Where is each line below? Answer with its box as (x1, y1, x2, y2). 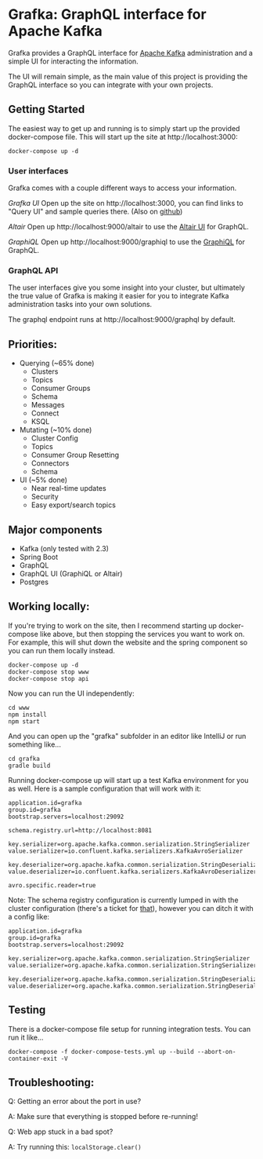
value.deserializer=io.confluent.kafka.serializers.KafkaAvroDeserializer (8, 868, 258, 876)
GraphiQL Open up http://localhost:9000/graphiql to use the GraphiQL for (8, 237, 245, 247)
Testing (8, 1004, 46, 1017)
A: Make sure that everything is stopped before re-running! (8, 1112, 198, 1121)
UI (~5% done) (19, 475, 68, 484)
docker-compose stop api (8, 675, 89, 682)
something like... (8, 740, 61, 749)
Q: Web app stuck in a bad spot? (8, 1127, 113, 1136)
